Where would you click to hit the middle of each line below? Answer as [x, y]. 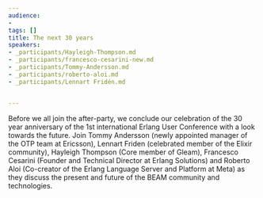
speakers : [25, 45]
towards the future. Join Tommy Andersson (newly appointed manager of [128, 135]
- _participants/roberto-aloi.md [63, 74]
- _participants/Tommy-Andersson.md [69, 67]
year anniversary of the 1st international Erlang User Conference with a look [131, 127]
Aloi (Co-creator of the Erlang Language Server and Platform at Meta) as [127, 169]
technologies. [30, 185]
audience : [25, 15]
